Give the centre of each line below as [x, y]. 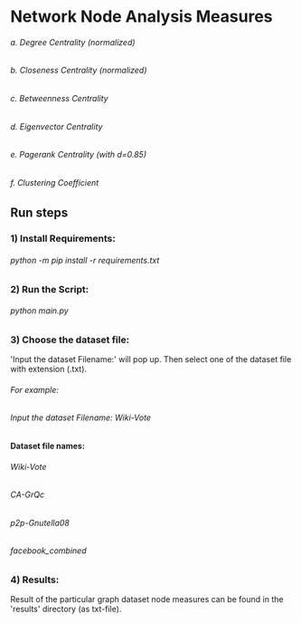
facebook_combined [48, 551]
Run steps [39, 213]
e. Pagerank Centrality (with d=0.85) [79, 155]
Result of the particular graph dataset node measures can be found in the [147, 599]
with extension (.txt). [49, 369]
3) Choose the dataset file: [70, 340]
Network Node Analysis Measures [142, 17]
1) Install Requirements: [63, 239]
